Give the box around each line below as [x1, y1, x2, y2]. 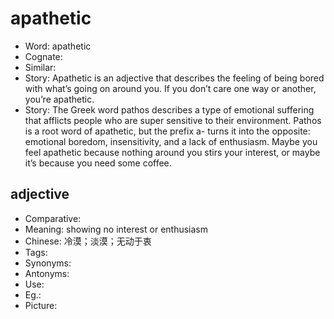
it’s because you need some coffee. [24, 157, 172, 169]
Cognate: [24, 50, 63, 62]
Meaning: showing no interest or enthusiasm [24, 223, 208, 235]
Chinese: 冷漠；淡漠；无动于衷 [24, 235, 152, 247]
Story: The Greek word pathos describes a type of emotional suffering [24, 103, 315, 116]
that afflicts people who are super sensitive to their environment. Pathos [24, 114, 322, 126]
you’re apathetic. [24, 93, 95, 105]
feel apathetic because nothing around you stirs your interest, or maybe [24, 146, 321, 158]
